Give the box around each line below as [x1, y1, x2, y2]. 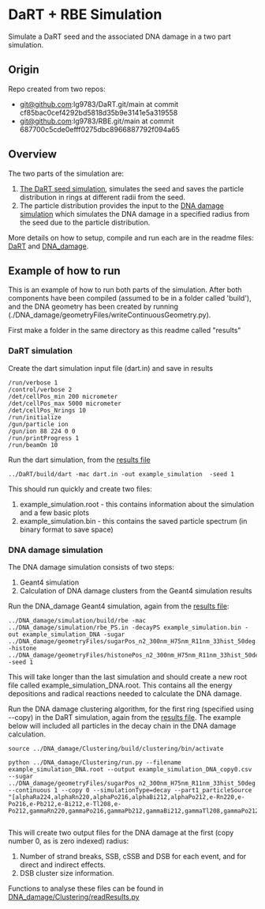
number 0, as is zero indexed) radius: [8, 836, 129, 846]
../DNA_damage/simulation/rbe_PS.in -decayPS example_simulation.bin [8, 623, 242, 631]
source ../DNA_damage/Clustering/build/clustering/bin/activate [8, 744, 224, 752]
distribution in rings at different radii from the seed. [19, 192, 185, 202]
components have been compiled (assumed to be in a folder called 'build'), [8, 294, 252, 303]
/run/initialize [8, 413, 62, 421]
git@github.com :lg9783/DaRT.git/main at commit [19, 99, 179, 108]
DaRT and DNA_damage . [8, 241, 89, 251]
